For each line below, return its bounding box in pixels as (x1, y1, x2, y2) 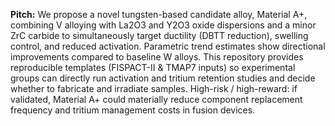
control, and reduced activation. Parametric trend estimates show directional (10, 40, 326, 52)
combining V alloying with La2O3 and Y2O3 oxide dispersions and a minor (10, 19, 317, 31)
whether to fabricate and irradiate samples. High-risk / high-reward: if (10, 83, 298, 94)
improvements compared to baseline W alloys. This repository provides (10, 51, 304, 63)
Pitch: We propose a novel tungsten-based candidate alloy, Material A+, (10, 9, 308, 20)
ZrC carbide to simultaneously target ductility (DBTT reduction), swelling (10, 30, 309, 41)
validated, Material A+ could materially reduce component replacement (10, 94, 303, 105)
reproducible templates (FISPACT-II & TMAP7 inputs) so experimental (10, 62, 296, 73)
